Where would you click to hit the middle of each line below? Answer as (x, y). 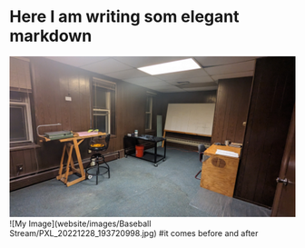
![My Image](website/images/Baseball (80, 223)
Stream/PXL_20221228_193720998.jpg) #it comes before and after (134, 233)
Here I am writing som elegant (124, 17)
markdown (51, 36)
